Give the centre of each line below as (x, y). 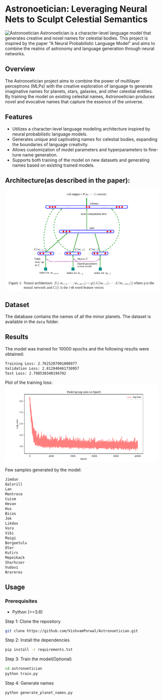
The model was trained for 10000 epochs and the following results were (77, 349)
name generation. (40, 154)
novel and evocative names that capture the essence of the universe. (74, 102)
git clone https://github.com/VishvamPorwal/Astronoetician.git (72, 631)
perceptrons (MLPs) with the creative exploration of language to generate (79, 86)
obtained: (15, 354)
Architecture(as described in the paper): (68, 180)
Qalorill (14, 484)
